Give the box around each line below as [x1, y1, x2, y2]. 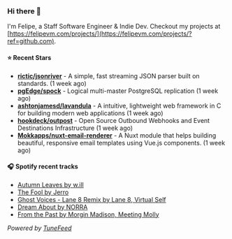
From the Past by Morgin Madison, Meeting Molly [17, 210, 159, 219]
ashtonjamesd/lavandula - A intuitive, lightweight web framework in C [17, 101, 222, 110]
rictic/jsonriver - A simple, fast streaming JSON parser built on [17, 71, 201, 80]
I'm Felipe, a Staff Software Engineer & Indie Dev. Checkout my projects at [7, 22, 221, 31]
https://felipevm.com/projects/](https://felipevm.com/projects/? [9, 29, 192, 38]
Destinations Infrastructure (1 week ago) [17, 124, 133, 132]
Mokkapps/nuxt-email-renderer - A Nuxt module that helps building [17, 131, 217, 139]
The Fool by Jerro [17, 188, 69, 196]
